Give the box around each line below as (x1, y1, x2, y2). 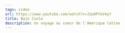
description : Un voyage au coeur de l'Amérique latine (5, 20, 121, 26)
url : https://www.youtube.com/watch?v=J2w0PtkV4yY (5, 12, 112, 16)
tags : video (5, 7, 30, 12)
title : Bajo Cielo (5, 16, 43, 21)
